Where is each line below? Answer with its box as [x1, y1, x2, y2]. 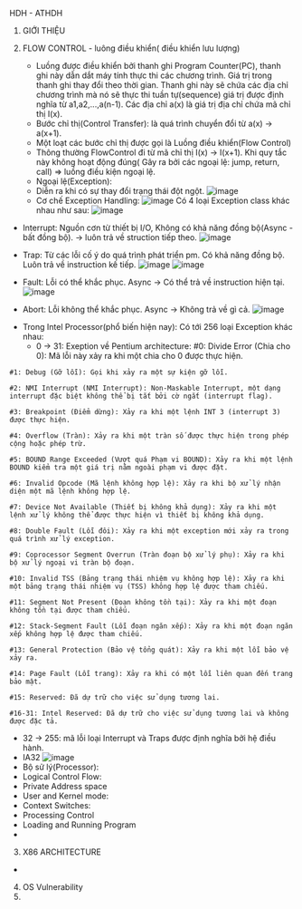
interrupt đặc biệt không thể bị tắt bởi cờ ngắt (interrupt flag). [9, 392, 273, 401]
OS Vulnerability [22, 882, 83, 892]
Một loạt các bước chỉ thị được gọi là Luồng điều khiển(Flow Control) [35, 138, 292, 148]
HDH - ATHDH [9, 8, 63, 18]
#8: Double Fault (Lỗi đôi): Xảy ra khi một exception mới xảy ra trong [9, 527, 289, 536]
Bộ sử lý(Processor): [22, 761, 99, 772]
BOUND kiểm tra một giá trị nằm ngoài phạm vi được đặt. [9, 463, 229, 472]
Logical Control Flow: [22, 771, 102, 782]
